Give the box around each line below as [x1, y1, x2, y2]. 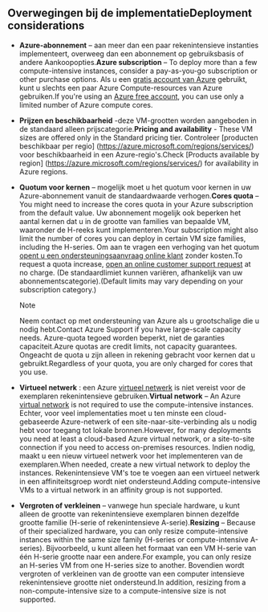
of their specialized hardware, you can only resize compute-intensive [18, 526, 249, 536]
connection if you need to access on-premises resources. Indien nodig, [18, 442, 256, 452]
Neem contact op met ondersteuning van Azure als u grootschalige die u [18, 316, 260, 325]
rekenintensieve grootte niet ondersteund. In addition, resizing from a [18, 577, 246, 587]
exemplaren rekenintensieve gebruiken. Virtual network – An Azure [18, 391, 242, 401]
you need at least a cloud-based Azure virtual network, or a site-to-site [18, 434, 254, 443]
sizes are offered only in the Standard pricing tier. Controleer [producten [18, 133, 258, 142]
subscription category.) [18, 284, 97, 294]
